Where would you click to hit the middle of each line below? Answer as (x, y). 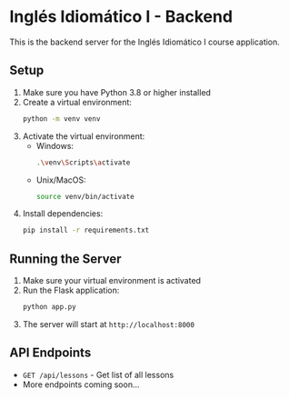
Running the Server (65, 259)
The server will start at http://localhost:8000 (109, 324)
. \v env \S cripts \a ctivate (83, 162)
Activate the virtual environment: (84, 136)
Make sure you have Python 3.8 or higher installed (117, 92)
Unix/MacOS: (61, 180)
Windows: (55, 145)
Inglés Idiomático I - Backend (121, 17)
